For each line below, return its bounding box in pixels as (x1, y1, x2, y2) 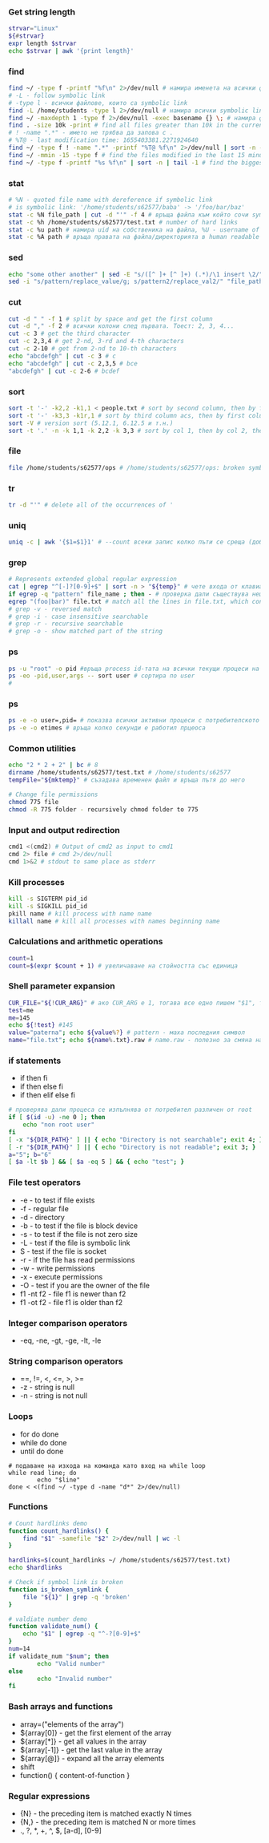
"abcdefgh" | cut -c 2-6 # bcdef (8, 367, 120, 375)
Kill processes (8, 876, 66, 887)
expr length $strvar (8, 39, 78, 48)
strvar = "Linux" (8, 25, 59, 33)
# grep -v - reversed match (8, 604, 102, 613)
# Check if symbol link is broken (8, 1578, 124, 1586)
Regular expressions (8, 1790, 90, 1801)
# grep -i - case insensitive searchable (8, 612, 149, 620)
